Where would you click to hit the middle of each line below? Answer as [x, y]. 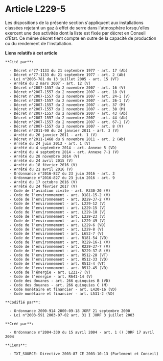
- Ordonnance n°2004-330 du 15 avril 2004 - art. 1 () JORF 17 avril [82, 332]
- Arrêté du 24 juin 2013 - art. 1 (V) [50, 143]
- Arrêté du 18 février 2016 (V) [44, 165]
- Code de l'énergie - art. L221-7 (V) [50, 272]
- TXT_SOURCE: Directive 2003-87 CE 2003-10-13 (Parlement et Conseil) [84, 354]
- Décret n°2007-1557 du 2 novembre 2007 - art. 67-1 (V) [70, 122]
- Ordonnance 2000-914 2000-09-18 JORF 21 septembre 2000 [70, 311]
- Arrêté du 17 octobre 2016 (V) [44, 182]
